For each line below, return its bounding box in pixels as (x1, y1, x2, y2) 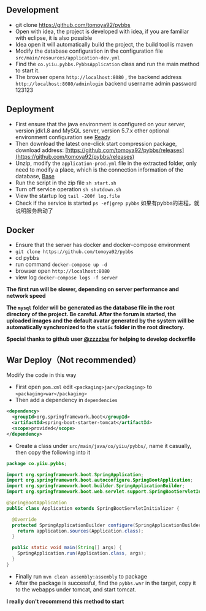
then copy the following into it (15, 449, 91, 456)
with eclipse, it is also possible (15, 34, 93, 42)
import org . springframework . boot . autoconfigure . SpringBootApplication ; (6, 477, 193, 484)
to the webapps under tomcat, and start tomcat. (15, 585, 137, 593)
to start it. (15, 67, 40, 74)
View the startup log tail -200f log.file (15, 192, 121, 199)
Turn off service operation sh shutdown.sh (15, 185, 121, 192)
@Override (12, 516, 37, 523)
